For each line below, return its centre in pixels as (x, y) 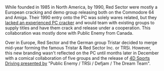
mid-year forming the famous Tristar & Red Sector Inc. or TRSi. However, (78, 48)
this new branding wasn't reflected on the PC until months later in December (82, 53)
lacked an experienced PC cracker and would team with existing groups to (80, 23)
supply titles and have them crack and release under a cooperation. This (78, 28)
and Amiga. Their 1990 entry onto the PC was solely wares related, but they (81, 17)
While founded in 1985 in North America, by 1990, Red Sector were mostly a (81, 7)
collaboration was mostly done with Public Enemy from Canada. (69, 33)
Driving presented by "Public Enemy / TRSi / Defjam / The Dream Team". (78, 63)
